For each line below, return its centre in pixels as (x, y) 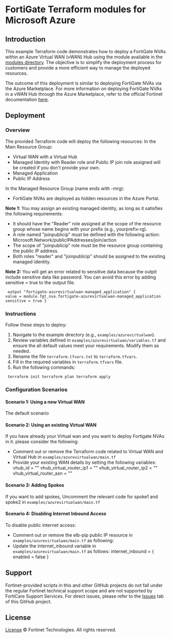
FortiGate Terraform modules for (76, 9)
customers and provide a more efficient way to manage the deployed (78, 68)
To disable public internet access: (41, 525)
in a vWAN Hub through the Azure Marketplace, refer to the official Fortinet (84, 94)
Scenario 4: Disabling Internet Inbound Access (56, 514)
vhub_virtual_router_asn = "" (42, 473)
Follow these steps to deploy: (36, 325)
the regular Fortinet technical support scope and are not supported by (79, 590)
